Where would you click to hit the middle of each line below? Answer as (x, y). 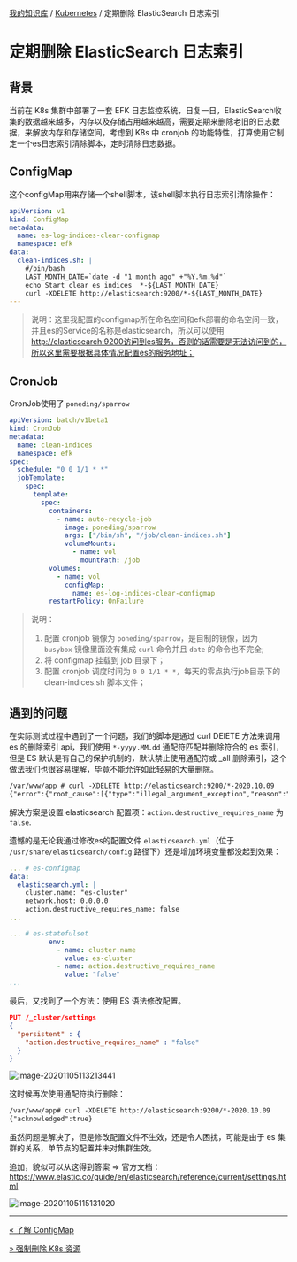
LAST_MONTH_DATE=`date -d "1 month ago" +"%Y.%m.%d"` (126, 277)
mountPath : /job (110, 560)
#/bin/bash (45, 268)
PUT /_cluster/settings (53, 1018)
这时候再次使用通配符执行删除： (67, 1094)
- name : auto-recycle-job (104, 519)
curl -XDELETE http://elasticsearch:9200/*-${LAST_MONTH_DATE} (144, 293)
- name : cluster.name (96, 950)
